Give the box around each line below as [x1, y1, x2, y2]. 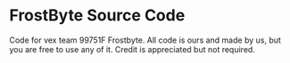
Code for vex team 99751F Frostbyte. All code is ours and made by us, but [9, 35, 281, 45]
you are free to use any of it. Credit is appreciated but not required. [9, 43, 256, 54]
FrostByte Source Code [9, 5, 186, 26]
